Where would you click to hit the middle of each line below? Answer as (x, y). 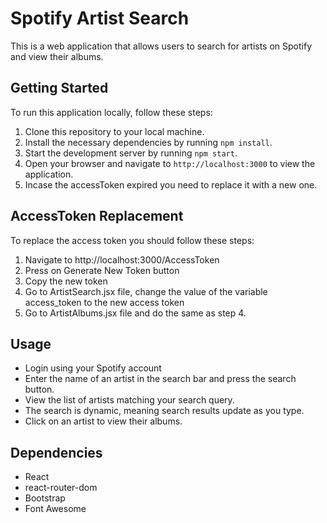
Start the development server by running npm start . (131, 153)
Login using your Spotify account (93, 368)
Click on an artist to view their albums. (103, 421)
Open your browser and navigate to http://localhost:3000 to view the (170, 163)
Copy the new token (66, 281)
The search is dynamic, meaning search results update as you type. (164, 411)
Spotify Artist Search (100, 18)
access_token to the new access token (104, 302)
